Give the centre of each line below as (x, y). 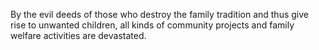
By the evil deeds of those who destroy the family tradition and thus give (159, 14)
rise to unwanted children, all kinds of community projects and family (152, 25)
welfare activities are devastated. (78, 35)
